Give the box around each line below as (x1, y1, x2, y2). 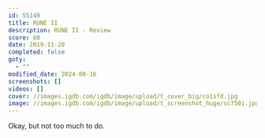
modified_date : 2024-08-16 (8, 70, 97, 78)
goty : (8, 56, 26, 64)
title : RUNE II (8, 19, 58, 27)
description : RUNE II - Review (8, 26, 111, 34)
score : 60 (8, 33, 41, 42)
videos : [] (8, 84, 44, 93)
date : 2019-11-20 (8, 41, 65, 49)
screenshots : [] (8, 77, 62, 85)
